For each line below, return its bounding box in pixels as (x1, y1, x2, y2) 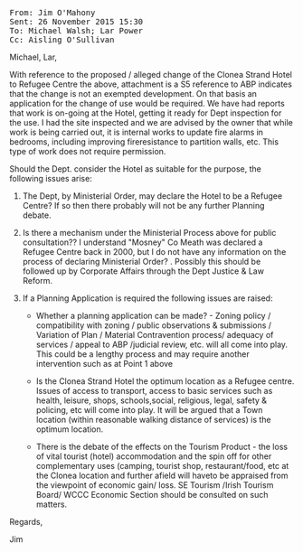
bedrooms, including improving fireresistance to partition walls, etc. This (9, 136, 279, 147)
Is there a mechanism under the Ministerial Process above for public (22, 228, 277, 238)
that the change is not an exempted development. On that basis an (9, 89, 258, 98)
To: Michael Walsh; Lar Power (9, 26, 144, 35)
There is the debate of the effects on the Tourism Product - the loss (35, 442, 288, 452)
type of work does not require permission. (9, 146, 166, 156)
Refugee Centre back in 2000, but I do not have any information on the (22, 247, 287, 257)
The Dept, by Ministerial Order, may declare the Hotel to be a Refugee (22, 191, 283, 201)
